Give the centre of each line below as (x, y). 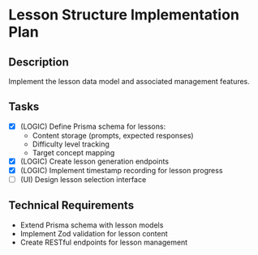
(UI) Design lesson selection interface (83, 179)
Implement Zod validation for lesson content (94, 233)
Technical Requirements (71, 205)
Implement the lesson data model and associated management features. (129, 81)
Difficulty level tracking (71, 144)
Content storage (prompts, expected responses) (113, 135)
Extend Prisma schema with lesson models (92, 225)
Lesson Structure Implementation (124, 15)
